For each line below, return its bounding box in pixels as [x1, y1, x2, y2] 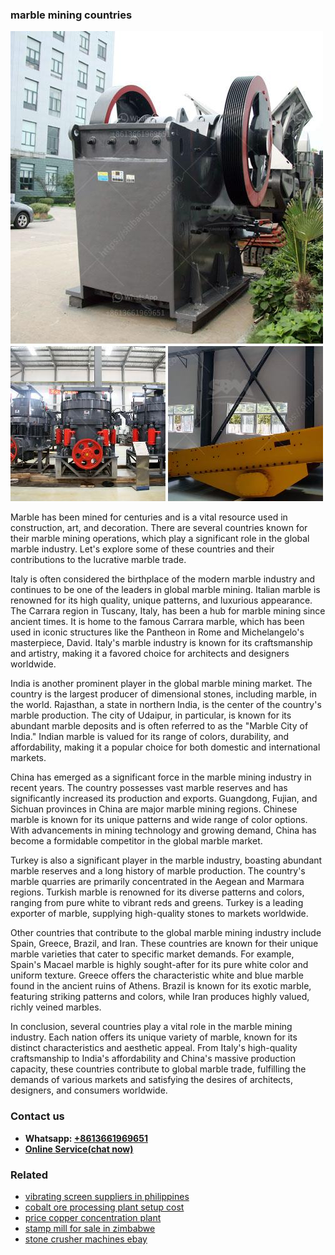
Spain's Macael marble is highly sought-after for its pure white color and [10, 959, 309, 971]
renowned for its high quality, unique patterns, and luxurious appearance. [10, 594, 313, 607]
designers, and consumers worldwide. [10, 1084, 168, 1097]
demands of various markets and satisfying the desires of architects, [10, 1074, 293, 1086]
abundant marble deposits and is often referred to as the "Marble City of [10, 720, 309, 732]
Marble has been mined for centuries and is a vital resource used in [10, 511, 288, 523]
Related [10, 1168, 49, 1182]
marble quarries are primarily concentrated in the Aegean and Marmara [10, 876, 305, 888]
